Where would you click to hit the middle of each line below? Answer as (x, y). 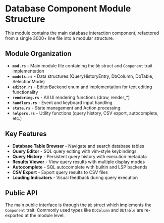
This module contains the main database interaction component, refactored (82, 33)
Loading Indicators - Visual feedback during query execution (75, 177)
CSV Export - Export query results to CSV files (60, 172)
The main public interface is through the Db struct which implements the (78, 205)
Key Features (26, 134)
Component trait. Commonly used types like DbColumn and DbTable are (74, 210)
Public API (21, 193)
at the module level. (45, 216)
